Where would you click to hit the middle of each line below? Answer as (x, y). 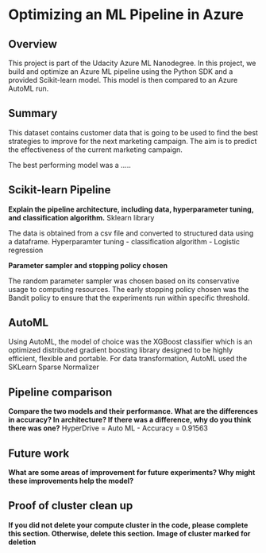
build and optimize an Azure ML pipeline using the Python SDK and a (121, 72)
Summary (33, 113)
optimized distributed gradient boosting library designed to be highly (120, 350)
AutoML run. (29, 88)
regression (26, 250)
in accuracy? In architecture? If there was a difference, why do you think (130, 420)
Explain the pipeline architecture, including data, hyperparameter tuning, (131, 209)
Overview (33, 44)
